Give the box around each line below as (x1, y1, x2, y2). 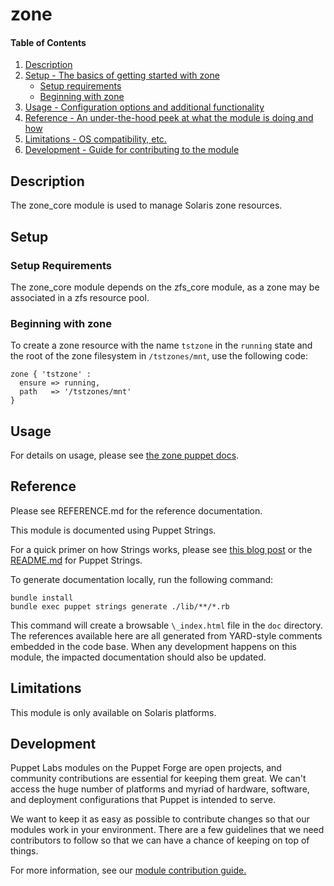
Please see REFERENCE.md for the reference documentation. (10, 504, 263, 517)
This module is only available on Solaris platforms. (10, 706, 217, 718)
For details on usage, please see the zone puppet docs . (10, 449, 240, 461)
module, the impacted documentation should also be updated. (10, 651, 267, 663)
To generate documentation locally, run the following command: (10, 573, 274, 585)
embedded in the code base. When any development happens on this (10, 640, 297, 652)
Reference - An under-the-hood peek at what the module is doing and (24, 112, 314, 124)
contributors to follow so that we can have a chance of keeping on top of (10, 834, 310, 847)
